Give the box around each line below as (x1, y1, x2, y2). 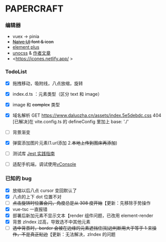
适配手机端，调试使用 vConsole (12, 161, 76, 167)
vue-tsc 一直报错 (12, 206, 48, 212)
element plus (12, 44, 40, 50)
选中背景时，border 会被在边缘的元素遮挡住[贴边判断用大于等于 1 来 (12, 225, 152, 231)
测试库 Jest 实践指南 (12, 151, 55, 157)
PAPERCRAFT (5, 3, 64, 15)
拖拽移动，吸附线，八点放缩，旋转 (12, 80, 83, 86)
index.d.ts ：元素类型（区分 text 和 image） (12, 91, 102, 97)
